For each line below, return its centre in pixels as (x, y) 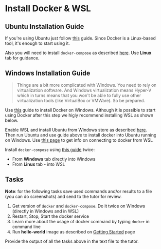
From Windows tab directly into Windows (54, 159)
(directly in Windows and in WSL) (45, 211)
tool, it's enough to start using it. (37, 43)
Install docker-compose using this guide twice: (50, 150)
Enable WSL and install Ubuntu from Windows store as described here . (76, 130)
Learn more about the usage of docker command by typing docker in (81, 221)
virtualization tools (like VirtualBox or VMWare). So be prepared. (81, 100)
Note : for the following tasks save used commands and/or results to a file (79, 191)
